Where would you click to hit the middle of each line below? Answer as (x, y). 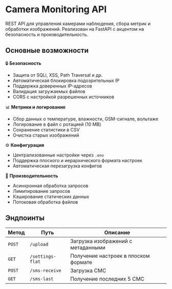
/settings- (43, 256)
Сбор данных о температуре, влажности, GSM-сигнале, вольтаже (85, 119)
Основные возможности (47, 50)
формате (81, 262)
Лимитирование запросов (41, 191)
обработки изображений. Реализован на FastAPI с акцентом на (75, 29)
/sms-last (42, 279)
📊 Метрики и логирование (35, 107)
